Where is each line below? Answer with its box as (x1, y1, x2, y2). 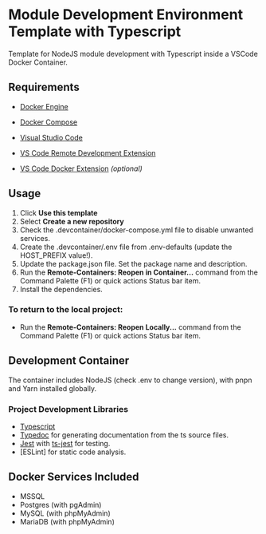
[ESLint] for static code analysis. (19, 447, 127, 457)
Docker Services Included (8, 470, 139, 484)
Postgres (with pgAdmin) (19, 500, 102, 509)
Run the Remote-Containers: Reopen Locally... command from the (19, 322, 241, 332)
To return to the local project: (8, 304, 123, 315)
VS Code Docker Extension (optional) (19, 164, 143, 173)
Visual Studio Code (19, 133, 84, 142)
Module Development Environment (8, 6, 244, 24)
